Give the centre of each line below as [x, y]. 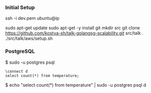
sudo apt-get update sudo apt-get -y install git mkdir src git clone [72, 28]
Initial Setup [20, 7]
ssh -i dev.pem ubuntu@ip [32, 18]
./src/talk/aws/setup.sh [29, 38]
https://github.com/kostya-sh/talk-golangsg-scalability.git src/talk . [74, 33]
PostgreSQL [20, 51]
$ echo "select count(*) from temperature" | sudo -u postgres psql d [76, 85]
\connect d [16, 71]
